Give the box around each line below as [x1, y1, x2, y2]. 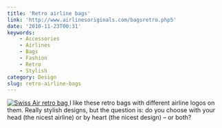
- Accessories [19, 36, 60, 42]
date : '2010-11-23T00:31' [7, 23, 81, 29]
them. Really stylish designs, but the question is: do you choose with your [7, 106, 216, 114]
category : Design [7, 73, 57, 81]
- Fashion [19, 55, 48, 62]
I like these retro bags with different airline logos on [69, 99, 215, 107]
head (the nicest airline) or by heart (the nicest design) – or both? [7, 114, 192, 122]
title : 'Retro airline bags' [7, 10, 91, 17]
